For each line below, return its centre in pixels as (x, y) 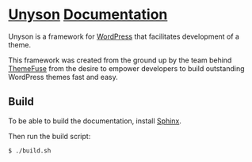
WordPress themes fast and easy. (63, 77)
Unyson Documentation (88, 15)
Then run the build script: (50, 136)
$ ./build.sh (30, 151)
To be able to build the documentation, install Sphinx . (95, 121)
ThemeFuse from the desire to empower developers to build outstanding (126, 68)
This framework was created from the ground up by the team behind (120, 60)
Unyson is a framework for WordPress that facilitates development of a (124, 36)
